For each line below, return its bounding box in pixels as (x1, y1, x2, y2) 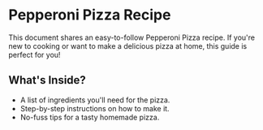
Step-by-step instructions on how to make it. (19, 103, 170, 113)
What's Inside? (8, 73, 87, 87)
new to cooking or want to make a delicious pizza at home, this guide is (8, 41, 248, 50)
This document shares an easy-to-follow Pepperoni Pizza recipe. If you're (8, 32, 256, 42)
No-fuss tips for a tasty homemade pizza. (19, 112, 160, 122)
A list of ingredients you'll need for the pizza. (19, 95, 170, 105)
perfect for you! (8, 50, 61, 59)
